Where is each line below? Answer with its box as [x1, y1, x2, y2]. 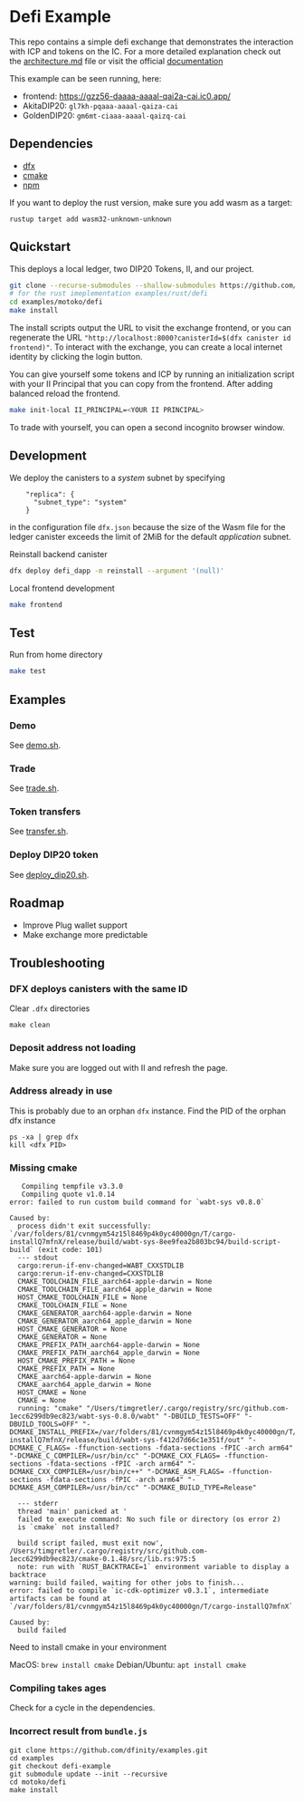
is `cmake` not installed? [17, 1523, 119, 1532]
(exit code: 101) [37, 1246, 103, 1255]
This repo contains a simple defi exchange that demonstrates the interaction [9, 36, 294, 47]
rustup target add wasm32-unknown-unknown [9, 215, 172, 224]
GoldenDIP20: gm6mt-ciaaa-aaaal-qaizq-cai [22, 110, 187, 120]
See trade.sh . [9, 783, 60, 794]
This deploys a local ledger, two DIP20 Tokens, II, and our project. [9, 263, 255, 274]
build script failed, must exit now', [17, 1538, 165, 1548]
